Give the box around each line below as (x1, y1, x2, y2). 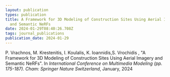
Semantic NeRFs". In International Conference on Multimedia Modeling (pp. (5, 60, 163, 66)
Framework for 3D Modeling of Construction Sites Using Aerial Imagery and (5, 55, 163, 61)
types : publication (5, 12, 47, 17)
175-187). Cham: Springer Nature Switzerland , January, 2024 (5, 65, 133, 71)
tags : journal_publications (5, 31, 65, 36)
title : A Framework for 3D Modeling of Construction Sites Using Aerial (5, 17, 162, 22)
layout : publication (5, 7, 49, 13)
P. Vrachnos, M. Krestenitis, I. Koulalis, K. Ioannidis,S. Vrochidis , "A (5, 49, 146, 56)
